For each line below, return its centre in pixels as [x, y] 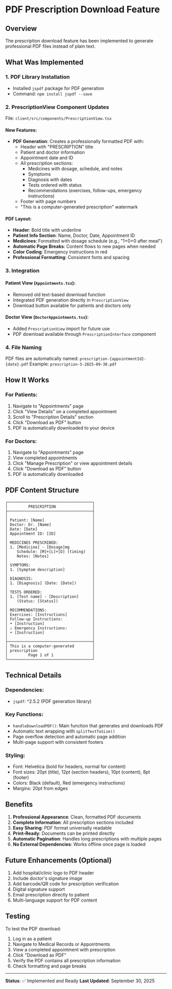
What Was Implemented [44, 62]
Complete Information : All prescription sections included [73, 822]
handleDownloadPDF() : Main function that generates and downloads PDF [88, 725]
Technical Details [34, 675]
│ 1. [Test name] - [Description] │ [50, 597]
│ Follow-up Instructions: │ [50, 619]
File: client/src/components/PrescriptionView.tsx [58, 118]
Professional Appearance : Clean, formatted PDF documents [77, 817]
